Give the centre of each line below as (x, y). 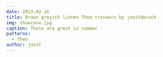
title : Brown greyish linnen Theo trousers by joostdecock (81, 17)
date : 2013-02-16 (28, 12)
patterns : (19, 34)
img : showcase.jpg (29, 23)
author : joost (24, 45)
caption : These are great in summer (52, 28)
